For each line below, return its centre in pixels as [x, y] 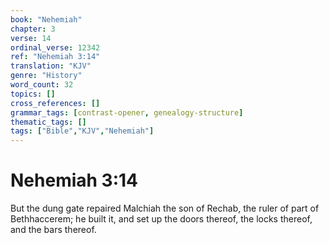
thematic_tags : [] [48, 122]
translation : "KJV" [51, 66]
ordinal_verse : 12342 [55, 47]
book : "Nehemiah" [46, 19]
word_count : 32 [42, 85]
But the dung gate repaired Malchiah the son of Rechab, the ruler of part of [165, 208]
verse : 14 [31, 38]
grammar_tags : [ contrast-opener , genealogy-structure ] [127, 112]
